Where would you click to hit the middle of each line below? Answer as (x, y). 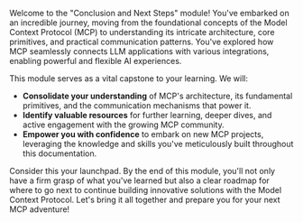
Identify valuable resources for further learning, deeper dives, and (147, 115)
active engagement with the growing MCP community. (123, 125)
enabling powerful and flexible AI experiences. (96, 61)
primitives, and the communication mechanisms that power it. (137, 106)
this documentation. (60, 153)
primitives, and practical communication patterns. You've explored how (142, 42)
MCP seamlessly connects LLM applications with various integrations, (139, 51)
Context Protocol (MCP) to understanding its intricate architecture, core (142, 32)
